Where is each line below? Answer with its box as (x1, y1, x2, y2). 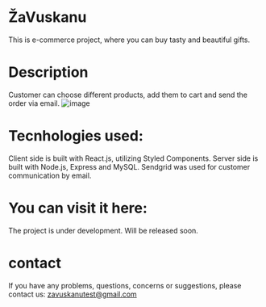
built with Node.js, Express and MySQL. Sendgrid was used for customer (8, 162, 251, 171)
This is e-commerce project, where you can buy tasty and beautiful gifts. (8, 35, 251, 44)
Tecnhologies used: (8, 127, 143, 145)
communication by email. (8, 170, 92, 180)
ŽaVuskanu (8, 8, 87, 27)
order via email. (8, 98, 60, 108)
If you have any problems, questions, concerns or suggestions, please (8, 280, 242, 290)
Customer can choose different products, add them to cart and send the (8, 90, 248, 99)
